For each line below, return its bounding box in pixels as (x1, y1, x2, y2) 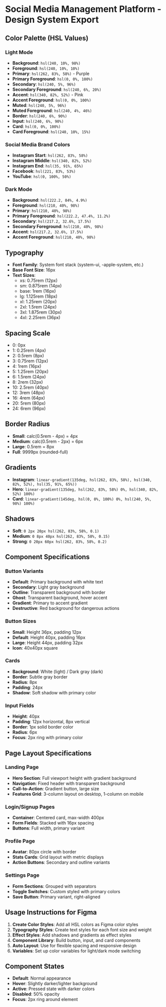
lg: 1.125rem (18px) (19, 293, 58, 299)
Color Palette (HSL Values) (5, 34, 89, 42)
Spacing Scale (5, 329, 51, 337)
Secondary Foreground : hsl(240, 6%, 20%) (12, 86, 102, 92)
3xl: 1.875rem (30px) (19, 309, 62, 315)
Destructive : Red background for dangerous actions (12, 605, 120, 611)
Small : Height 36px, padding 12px (12, 629, 82, 635)
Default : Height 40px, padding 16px (12, 634, 86, 640)
